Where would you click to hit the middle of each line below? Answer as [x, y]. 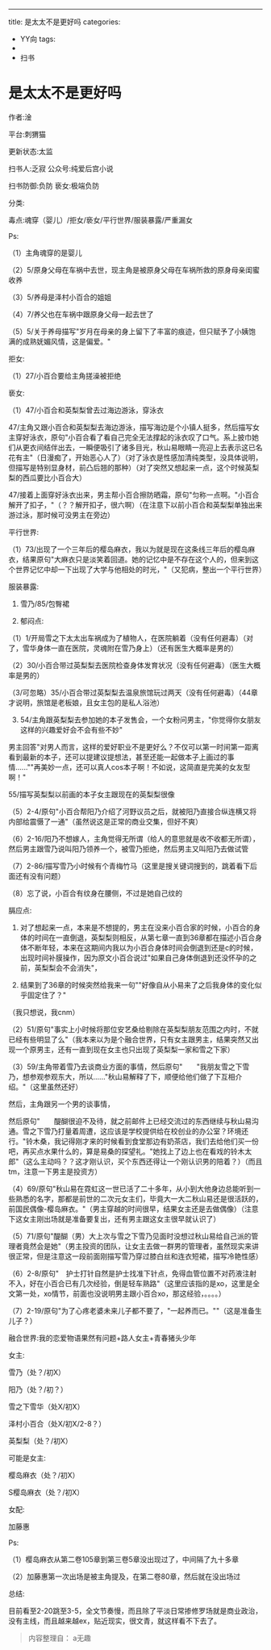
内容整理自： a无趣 [59, 1638]
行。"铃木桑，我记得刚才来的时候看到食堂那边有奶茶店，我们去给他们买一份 [134, 1141]
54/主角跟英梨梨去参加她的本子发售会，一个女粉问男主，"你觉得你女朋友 [140, 720]
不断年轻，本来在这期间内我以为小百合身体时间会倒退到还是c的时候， [142, 947]
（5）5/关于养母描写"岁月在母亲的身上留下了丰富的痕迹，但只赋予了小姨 [129, 331]
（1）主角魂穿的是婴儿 [45, 253]
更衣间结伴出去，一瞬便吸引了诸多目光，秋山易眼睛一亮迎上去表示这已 [139, 447]
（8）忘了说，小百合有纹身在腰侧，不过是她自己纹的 [96, 893]
